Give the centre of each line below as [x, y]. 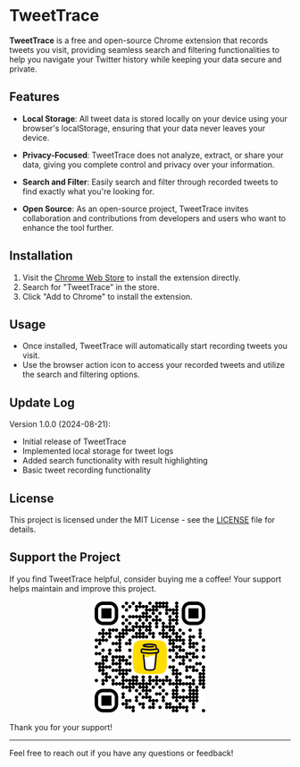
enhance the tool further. [68, 227]
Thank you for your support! [61, 727]
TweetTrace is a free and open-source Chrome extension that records [139, 40]
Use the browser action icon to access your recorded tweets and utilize [154, 365]
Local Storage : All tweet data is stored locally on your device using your [154, 118]
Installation [41, 256]
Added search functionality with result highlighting [115, 461]
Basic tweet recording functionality [87, 470]
